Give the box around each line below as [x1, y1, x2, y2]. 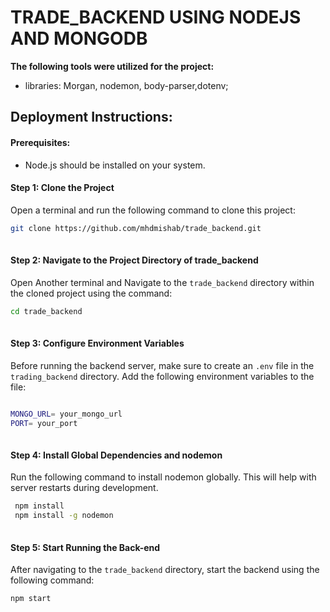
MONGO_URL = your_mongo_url [10, 409, 123, 419]
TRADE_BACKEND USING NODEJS [10, 6, 302, 29]
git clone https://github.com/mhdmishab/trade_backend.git [10, 223, 262, 233]
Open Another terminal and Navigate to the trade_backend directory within [10, 276, 315, 288]
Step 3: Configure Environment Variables [10, 337, 185, 350]
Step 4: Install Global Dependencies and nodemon [10, 449, 223, 461]
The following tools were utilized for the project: [10, 60, 215, 72]
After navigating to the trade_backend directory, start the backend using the [10, 564, 320, 576]
